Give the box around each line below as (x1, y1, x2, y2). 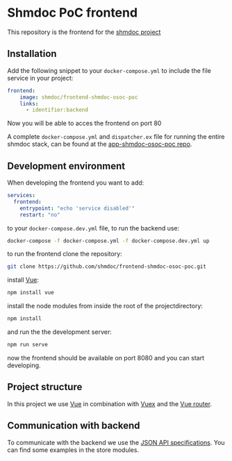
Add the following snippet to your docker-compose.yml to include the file (7, 66, 212, 74)
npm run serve (7, 342, 49, 349)
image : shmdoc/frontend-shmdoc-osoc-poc (19, 94, 138, 101)
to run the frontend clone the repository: (7, 250, 123, 258)
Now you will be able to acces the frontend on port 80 (7, 119, 162, 128)
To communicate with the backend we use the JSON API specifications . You (7, 438, 225, 446)
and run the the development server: (7, 328, 113, 336)
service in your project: (7, 74, 74, 82)
